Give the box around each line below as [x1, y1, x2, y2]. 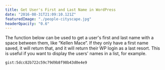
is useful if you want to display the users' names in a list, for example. [5, 51, 147, 57]
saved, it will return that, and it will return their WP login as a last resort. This [5, 45, 161, 51]
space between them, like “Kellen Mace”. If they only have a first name [5, 40, 149, 46]
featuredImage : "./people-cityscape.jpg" [5, 16, 92, 21]
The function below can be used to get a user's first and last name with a [5, 35, 154, 41]
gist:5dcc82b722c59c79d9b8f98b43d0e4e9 [5, 60, 87, 65]
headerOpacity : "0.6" [5, 21, 50, 26]
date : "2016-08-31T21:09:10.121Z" [5, 12, 77, 17]
